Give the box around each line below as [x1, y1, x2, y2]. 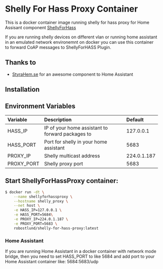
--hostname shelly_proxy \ [14, 199, 68, 203]
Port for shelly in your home [44, 138, 108, 145]
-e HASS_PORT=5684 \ [14, 212, 53, 217]
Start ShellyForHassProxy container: [5, 177, 118, 185]
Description [44, 116, 72, 123]
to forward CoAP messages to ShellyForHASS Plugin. [5, 44, 112, 50]
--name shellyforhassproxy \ [14, 194, 73, 199]
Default [126, 116, 144, 123]
